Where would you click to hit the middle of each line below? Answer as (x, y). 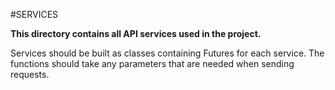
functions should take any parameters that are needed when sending (152, 63)
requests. (30, 74)
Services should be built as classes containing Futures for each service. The (167, 53)
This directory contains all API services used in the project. (136, 33)
